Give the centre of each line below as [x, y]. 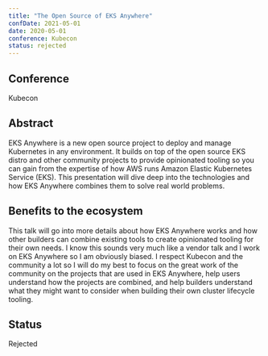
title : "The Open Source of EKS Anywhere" [80, 16]
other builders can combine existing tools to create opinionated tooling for [131, 239]
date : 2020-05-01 [37, 31]
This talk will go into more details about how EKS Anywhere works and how [133, 230]
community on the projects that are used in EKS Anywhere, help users [124, 273]
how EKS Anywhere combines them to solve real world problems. [117, 186]
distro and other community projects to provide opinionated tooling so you [132, 160]
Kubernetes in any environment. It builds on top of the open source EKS [127, 151]
